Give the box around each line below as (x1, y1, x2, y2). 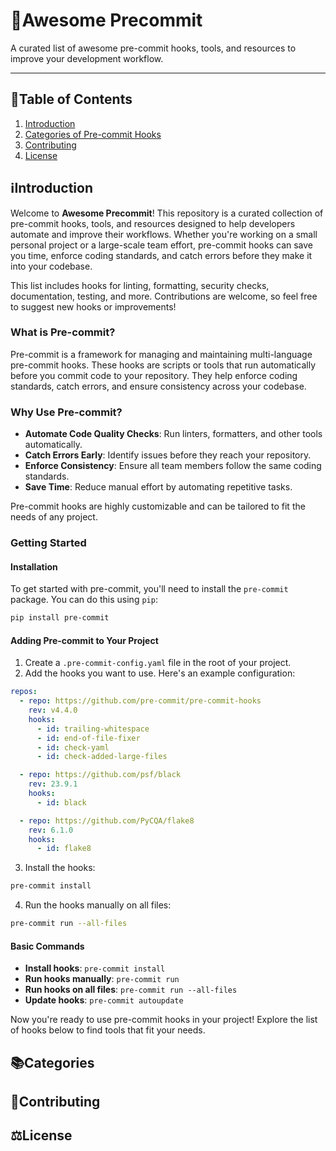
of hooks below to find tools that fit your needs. (10, 1024, 206, 1036)
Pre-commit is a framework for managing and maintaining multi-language (10, 348, 313, 360)
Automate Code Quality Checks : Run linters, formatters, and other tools (24, 428, 323, 440)
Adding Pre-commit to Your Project (10, 634, 159, 646)
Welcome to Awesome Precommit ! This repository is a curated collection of (10, 207, 324, 219)
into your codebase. (10, 260, 93, 272)
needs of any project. (10, 511, 98, 523)
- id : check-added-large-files (36, 752, 168, 762)
